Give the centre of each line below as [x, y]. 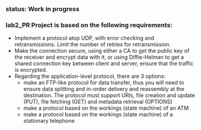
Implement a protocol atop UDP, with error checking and [84, 38]
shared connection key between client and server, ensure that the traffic [104, 64]
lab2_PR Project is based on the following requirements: [89, 25]
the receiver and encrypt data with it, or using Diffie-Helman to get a [99, 57]
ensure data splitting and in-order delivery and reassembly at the [104, 89]
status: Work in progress [42, 9]
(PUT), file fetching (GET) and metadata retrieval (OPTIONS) [98, 102]
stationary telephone [49, 121]
